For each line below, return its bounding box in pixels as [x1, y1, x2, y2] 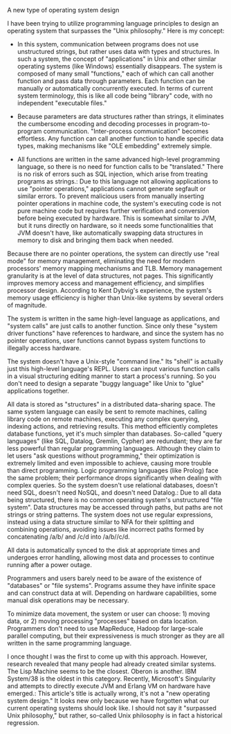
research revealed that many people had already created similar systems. [7, 660, 216, 668]
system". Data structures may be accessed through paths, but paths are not [7, 503, 223, 511]
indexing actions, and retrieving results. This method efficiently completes [7, 422, 219, 430]
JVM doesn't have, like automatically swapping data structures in [17, 229, 203, 237]
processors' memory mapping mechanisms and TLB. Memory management [7, 265, 223, 272]
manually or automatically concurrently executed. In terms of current [17, 84, 213, 92]
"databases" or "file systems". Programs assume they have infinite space [7, 582, 216, 589]
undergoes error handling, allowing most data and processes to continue [7, 553, 214, 562]
